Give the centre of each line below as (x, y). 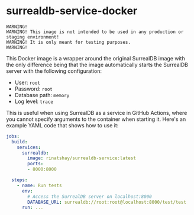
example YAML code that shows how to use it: (62, 125)
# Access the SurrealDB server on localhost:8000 (90, 197)
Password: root (34, 89)
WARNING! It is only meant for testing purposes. (69, 42)
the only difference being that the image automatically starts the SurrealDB (97, 65)
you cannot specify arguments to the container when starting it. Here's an (96, 119)
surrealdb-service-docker (72, 11)
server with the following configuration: (54, 71)
